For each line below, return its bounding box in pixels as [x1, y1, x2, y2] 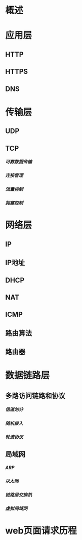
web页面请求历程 [5, 525, 77, 536]
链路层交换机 [5, 491, 32, 497]
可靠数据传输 [5, 159, 32, 165]
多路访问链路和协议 [5, 391, 65, 400]
